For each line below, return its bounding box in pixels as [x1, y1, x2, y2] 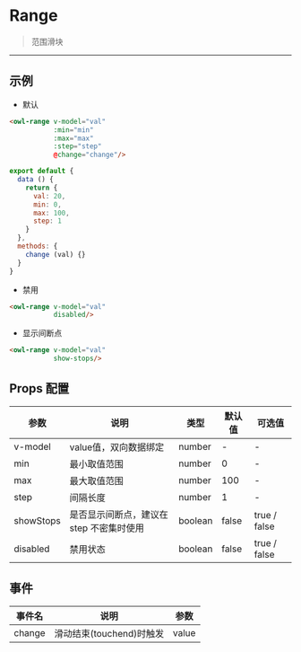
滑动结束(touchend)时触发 [54, 627, 165, 639]
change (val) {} [25, 250, 87, 259]
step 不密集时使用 [69, 522, 145, 534]
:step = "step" [53, 142, 102, 151]
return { [25, 183, 58, 192]
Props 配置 [9, 381, 70, 396]
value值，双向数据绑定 [69, 441, 165, 454]
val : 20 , [32, 191, 66, 200]
